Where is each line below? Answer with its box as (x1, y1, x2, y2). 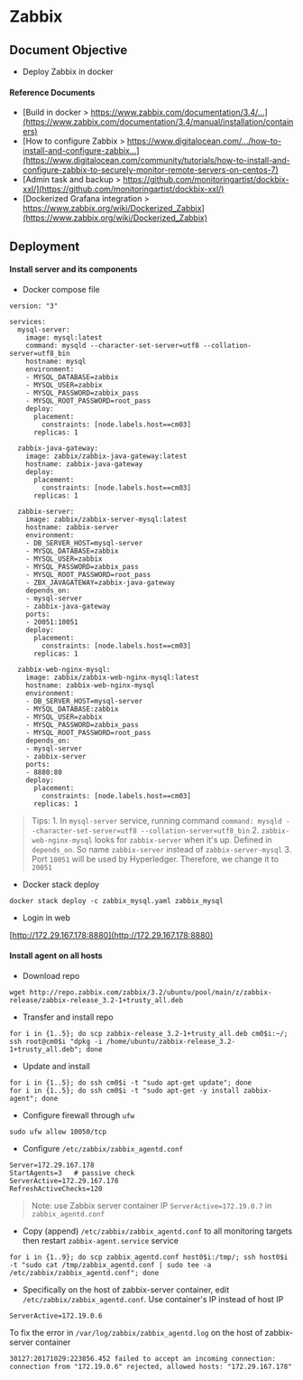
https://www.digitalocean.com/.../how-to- (126, 135, 282, 146)
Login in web (22, 912, 70, 923)
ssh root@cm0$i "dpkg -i (9, 1037, 103, 1046)
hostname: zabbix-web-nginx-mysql (25, 680, 155, 690)
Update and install (22, 1061, 90, 1071)
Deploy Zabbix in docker (22, 66, 115, 77)
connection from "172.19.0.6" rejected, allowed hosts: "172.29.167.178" (9, 1362, 293, 1371)
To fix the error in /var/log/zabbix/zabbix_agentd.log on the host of (9, 1328, 263, 1338)
